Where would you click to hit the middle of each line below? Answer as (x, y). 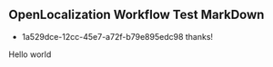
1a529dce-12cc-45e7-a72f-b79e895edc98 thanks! (117, 36)
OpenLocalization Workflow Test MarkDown (136, 15)
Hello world (30, 54)
